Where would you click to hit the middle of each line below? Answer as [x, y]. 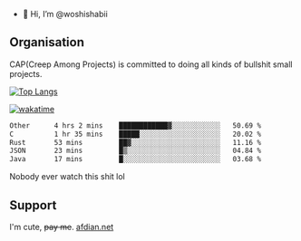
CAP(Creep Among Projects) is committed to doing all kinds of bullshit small [151, 64]
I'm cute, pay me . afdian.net [62, 227]
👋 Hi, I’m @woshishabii [65, 14]
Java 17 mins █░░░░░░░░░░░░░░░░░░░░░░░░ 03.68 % [135, 159]
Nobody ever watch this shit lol [67, 177]
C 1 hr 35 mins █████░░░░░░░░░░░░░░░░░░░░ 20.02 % [135, 134]
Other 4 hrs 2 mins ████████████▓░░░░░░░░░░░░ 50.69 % [135, 125]
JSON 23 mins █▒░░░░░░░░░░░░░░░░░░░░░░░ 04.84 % [135, 151]
